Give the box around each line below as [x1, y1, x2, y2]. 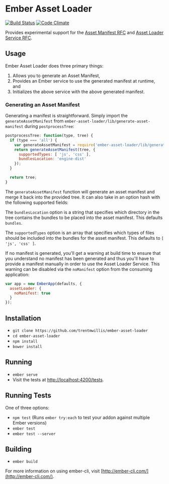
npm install [12, 338, 38, 344]
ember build [12, 459, 38, 464]
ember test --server [12, 431, 56, 436]
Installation [5, 314, 41, 322]
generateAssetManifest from [5, 118, 64, 124]
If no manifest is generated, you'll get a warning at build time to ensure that [5, 250, 161, 256]
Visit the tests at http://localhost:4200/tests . [12, 376, 104, 383]
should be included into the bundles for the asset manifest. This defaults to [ [5, 235, 164, 241]
